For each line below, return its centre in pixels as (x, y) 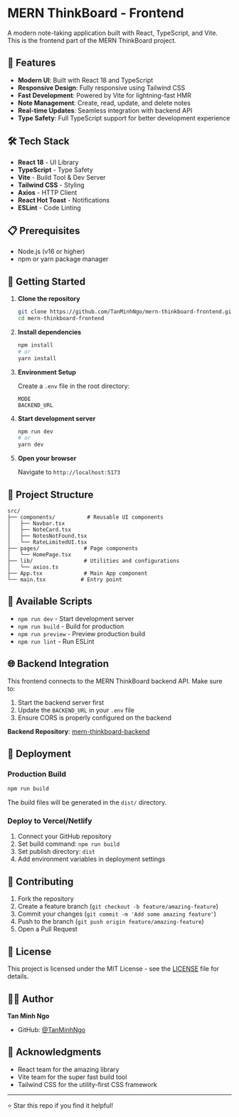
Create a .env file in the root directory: (74, 386)
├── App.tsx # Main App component (78, 573)
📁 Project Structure (51, 495)
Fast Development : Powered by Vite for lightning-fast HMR (105, 95)
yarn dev (31, 445)
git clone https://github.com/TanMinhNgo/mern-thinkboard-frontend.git (126, 312)
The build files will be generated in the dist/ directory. (87, 802)
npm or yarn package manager (63, 259)
